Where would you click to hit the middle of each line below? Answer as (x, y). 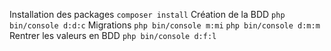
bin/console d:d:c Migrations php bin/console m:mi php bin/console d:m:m (165, 25)
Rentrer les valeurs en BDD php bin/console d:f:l (113, 35)
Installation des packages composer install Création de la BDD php (147, 14)
